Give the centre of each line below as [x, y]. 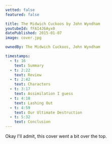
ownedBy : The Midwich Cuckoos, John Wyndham [53, 47]
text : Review [28, 75]
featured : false [22, 15]
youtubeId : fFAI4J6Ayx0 [30, 28]
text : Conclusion [33, 122]
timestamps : [18, 56]
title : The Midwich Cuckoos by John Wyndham [53, 24]
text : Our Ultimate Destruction [48, 112]
